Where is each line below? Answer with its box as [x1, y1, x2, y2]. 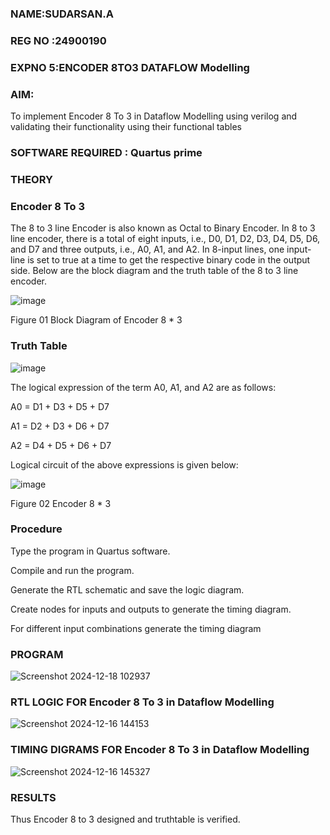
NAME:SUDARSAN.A [10, 7, 114, 21]
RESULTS [10, 790, 57, 804]
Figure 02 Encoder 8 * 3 [10, 497, 112, 509]
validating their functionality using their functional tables [10, 121, 242, 133]
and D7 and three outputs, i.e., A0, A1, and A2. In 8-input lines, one [10, 243, 285, 256]
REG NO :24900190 [10, 33, 107, 47]
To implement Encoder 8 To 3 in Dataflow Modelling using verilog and [10, 110, 298, 122]
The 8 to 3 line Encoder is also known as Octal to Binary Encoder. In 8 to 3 [10, 222, 316, 234]
